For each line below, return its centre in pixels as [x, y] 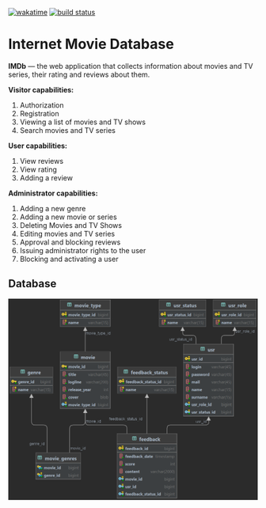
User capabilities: [38, 146]
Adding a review [46, 177]
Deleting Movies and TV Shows [71, 225]
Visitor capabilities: [41, 89]
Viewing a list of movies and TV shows [83, 122]
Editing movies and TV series [67, 233]
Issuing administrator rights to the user [83, 250]
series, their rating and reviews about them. [79, 74]
